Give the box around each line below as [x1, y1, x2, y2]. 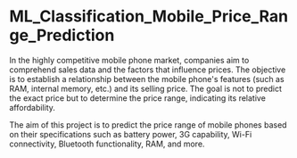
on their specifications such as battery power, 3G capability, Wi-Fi [9, 129, 252, 139]
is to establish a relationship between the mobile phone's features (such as [9, 73, 285, 84]
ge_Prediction [9, 25, 115, 46]
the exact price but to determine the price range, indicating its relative [9, 92, 266, 104]
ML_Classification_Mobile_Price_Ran [9, 6, 288, 27]
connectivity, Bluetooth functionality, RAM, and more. [9, 138, 205, 149]
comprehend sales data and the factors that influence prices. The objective [9, 64, 286, 75]
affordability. [9, 102, 56, 112]
